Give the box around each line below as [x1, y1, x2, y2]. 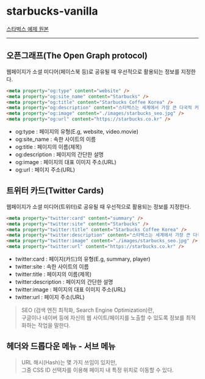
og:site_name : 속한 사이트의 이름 [15, 135, 96, 143]
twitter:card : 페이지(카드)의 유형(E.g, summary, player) [15, 255, 151, 263]
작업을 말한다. [37, 322, 71, 329]
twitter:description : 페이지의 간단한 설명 [15, 278, 113, 286]
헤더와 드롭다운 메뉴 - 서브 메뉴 [6, 341, 116, 352]
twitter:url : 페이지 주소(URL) [15, 294, 85, 301]
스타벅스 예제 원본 [6, 25, 49, 32]
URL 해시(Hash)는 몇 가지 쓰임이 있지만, [21, 358, 117, 366]
